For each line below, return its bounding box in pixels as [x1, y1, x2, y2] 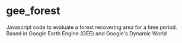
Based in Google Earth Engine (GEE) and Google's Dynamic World [6, 29, 167, 37]
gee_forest [6, 4, 60, 18]
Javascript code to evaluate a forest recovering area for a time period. [6, 24, 177, 31]
